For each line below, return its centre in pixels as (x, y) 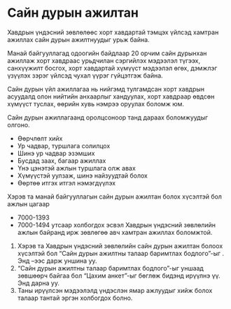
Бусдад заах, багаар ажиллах (62, 160)
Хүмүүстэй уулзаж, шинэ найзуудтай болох (83, 175)
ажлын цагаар (29, 203)
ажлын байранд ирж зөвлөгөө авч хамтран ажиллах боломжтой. (115, 232)
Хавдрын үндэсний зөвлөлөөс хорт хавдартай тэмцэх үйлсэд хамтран (113, 32)
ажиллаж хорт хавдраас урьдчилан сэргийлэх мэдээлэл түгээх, (104, 60)
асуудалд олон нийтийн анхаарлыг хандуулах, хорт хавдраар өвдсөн (111, 96)
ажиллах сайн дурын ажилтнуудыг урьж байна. (78, 39)
